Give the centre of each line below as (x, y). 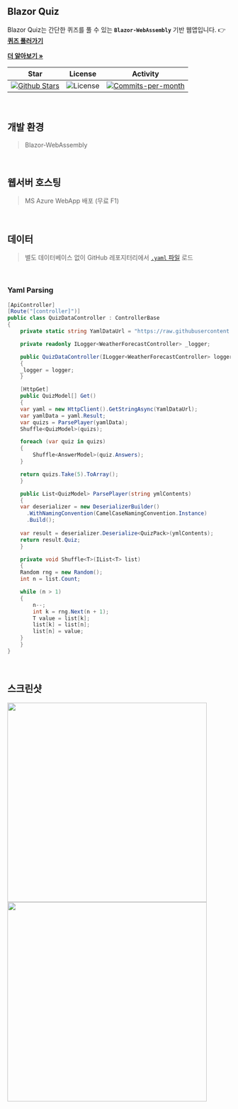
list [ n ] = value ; (58, 631)
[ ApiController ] (31, 305)
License (83, 74)
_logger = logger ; (47, 370)
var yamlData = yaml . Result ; (63, 416)
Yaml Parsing (30, 290)
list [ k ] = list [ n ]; (62, 625)
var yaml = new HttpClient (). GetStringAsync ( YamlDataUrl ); (109, 409)
